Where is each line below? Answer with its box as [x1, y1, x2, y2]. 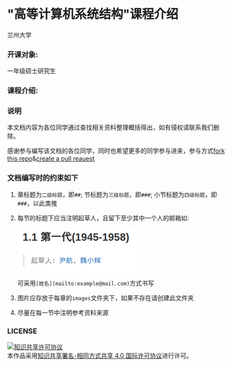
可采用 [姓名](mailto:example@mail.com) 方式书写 [17, 278, 154, 287]
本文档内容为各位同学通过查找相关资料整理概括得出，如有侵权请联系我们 [7, 123, 213, 132]
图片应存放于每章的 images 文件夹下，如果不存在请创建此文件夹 [17, 293, 194, 302]
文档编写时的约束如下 [7, 173, 78, 183]
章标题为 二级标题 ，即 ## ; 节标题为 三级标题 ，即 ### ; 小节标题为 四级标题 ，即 [17, 190, 217, 199]
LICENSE [7, 326, 38, 335]
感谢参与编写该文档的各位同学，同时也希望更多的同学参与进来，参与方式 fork [7, 147, 225, 155]
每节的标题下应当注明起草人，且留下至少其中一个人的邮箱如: [17, 213, 189, 222]
